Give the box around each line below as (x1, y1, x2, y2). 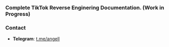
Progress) (5, 10, 31, 17)
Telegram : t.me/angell (12, 36, 60, 42)
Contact (5, 24, 26, 31)
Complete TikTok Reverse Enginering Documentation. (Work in (5, 4, 164, 11)
